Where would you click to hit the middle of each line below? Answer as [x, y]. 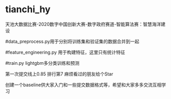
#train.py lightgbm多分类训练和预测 [42, 63]
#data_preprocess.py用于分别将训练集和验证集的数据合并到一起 [72, 41]
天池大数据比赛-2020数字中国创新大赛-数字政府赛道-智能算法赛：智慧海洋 [83, 24]
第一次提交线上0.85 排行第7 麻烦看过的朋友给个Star [59, 74]
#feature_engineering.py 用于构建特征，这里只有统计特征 [65, 52]
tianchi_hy [28, 9]
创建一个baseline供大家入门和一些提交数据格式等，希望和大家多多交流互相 [83, 85]
